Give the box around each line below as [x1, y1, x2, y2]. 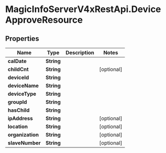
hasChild [8, 107, 30, 114]
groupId [8, 99, 27, 105]
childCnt [8, 66, 29, 72]
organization [8, 131, 39, 138]
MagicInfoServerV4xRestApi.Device [5, 4, 161, 15]
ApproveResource [5, 14, 83, 26]
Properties [5, 34, 39, 43]
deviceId [8, 74, 29, 81]
